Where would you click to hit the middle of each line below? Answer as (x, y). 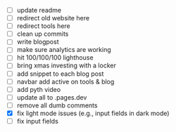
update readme (39, 10)
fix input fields (38, 121)
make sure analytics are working (64, 50)
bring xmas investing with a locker (67, 65)
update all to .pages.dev (52, 97)
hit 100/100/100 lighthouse (55, 58)
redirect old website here (53, 18)
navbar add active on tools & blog (65, 81)
